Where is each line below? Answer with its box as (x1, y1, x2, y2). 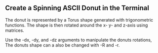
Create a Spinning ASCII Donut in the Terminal (5, 4, 150, 12)
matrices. (5, 27, 25, 33)
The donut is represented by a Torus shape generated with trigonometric (5, 17, 154, 23)
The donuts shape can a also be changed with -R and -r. (5, 42, 120, 48)
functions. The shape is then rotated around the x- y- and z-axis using (5, 22, 148, 28)
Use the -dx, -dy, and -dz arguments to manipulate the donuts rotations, (5, 37, 152, 43)
